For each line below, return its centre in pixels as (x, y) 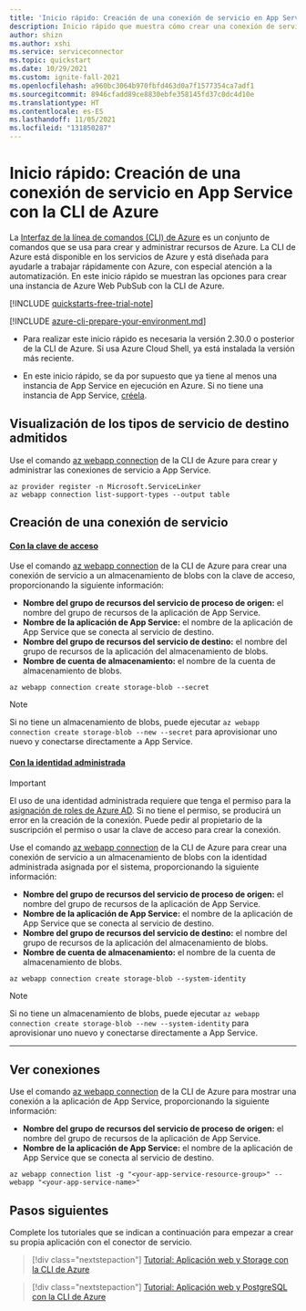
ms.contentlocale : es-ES (56, 111)
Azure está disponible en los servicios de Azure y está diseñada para (139, 256)
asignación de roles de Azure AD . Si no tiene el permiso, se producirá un (145, 810)
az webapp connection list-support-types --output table (120, 494)
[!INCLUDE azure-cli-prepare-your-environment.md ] (108, 321)
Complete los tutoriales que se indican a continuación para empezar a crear (152, 1233)
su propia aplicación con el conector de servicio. (101, 1243)
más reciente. (48, 358)
